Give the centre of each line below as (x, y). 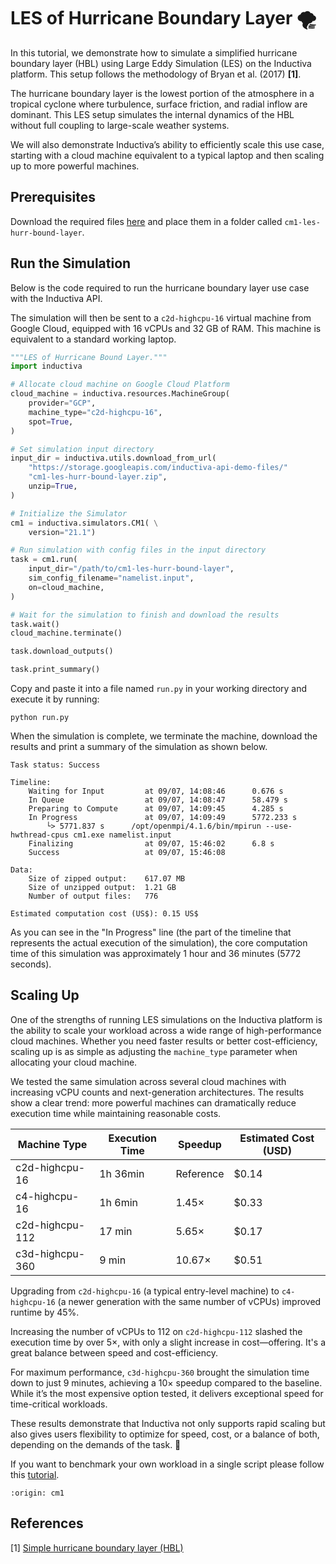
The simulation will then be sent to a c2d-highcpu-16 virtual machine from (161, 317)
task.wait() (35, 624)
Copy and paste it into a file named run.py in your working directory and (159, 689)
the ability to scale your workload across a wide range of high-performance (166, 1030)
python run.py (40, 718)
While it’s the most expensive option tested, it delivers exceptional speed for (167, 1393)
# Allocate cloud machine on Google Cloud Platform (120, 385)
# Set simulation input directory (82, 449)
